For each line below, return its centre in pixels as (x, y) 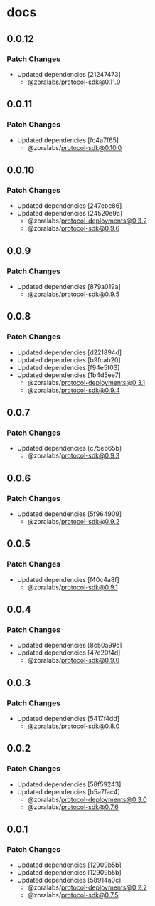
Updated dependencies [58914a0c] (69, 880)
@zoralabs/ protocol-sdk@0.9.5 (74, 294)
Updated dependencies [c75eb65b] (69, 448)
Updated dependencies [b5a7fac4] (68, 791)
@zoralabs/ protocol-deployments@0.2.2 (87, 887)
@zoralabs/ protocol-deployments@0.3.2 (87, 221)
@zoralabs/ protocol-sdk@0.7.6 (73, 807)
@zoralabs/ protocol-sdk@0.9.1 (73, 587)
